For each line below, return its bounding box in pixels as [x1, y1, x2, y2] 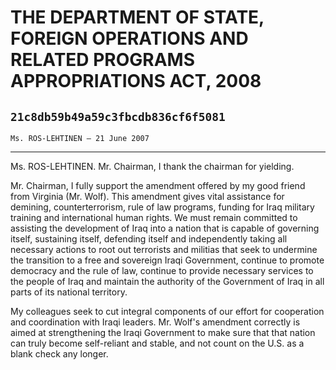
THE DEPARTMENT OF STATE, [10, 6, 265, 29]
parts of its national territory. [10, 286, 128, 298]
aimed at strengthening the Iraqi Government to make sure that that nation [10, 327, 316, 338]
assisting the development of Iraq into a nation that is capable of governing [10, 222, 320, 234]
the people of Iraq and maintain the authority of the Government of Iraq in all [10, 276, 325, 287]
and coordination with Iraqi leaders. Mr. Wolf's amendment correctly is [10, 316, 301, 328]
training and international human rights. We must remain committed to [10, 212, 298, 223]
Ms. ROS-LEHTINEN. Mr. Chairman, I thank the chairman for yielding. [10, 161, 295, 172]
